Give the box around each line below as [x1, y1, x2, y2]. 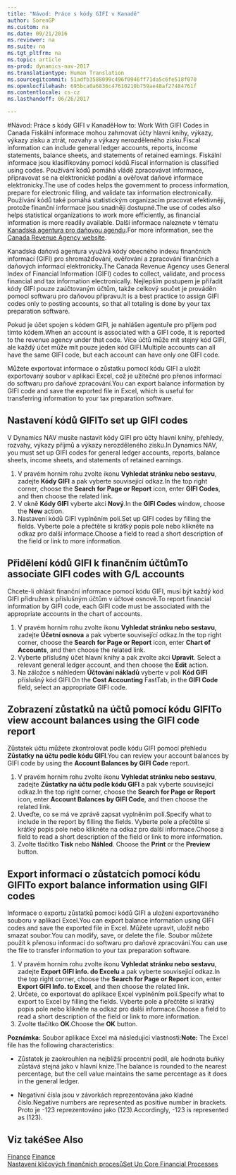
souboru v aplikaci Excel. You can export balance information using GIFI [7, 916, 214, 925]
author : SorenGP [7, 17, 55, 24]
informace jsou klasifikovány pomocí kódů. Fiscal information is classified [7, 159, 219, 166]
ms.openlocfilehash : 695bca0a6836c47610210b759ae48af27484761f [7, 82, 197, 90]
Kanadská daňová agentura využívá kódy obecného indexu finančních [7, 247, 211, 255]
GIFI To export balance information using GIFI [7, 879, 208, 891]
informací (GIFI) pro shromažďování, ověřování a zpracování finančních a [7, 254, 219, 263]
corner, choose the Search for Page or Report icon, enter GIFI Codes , [17, 484, 221, 493]
